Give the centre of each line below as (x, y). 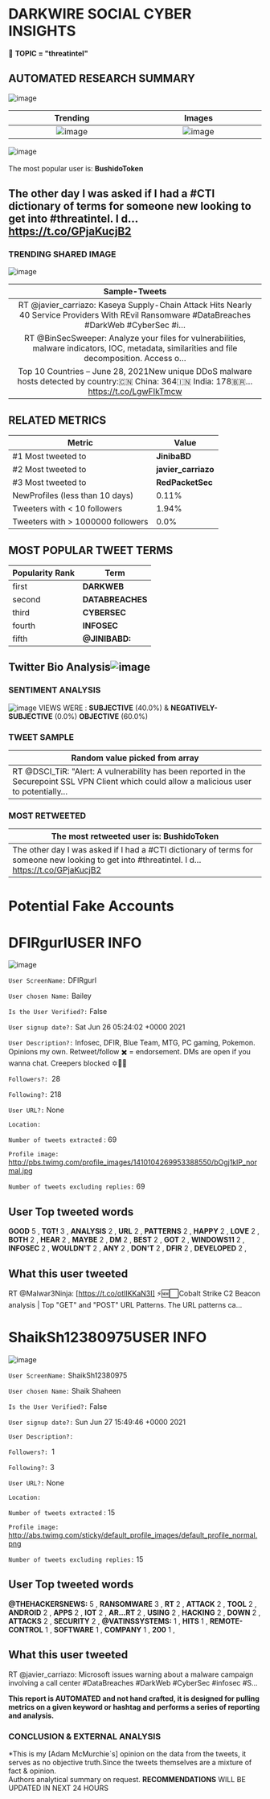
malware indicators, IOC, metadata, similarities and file (135, 348)
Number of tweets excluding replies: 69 (77, 1186)
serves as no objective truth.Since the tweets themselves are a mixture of (130, 1762)
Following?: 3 (31, 1468)
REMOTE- (226, 1620)
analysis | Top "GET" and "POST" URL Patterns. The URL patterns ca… (125, 1305)
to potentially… (40, 791)
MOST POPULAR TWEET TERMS (91, 550)
